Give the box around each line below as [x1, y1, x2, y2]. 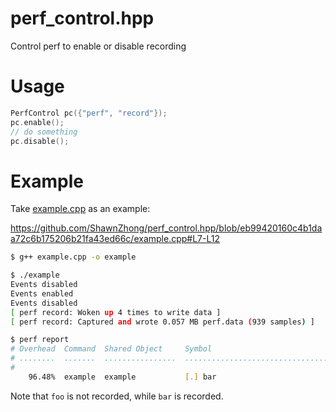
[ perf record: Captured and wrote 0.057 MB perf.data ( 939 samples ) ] [10, 317, 315, 327]
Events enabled [10, 288, 74, 299]
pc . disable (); [10, 136, 70, 146]
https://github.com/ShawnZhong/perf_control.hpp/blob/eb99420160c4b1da [10, 222, 323, 234]
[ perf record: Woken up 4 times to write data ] [10, 307, 222, 317]
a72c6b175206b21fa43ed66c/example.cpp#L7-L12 [10, 233, 220, 245]
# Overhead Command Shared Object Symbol [10, 344, 213, 354]
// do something [10, 127, 78, 137]
